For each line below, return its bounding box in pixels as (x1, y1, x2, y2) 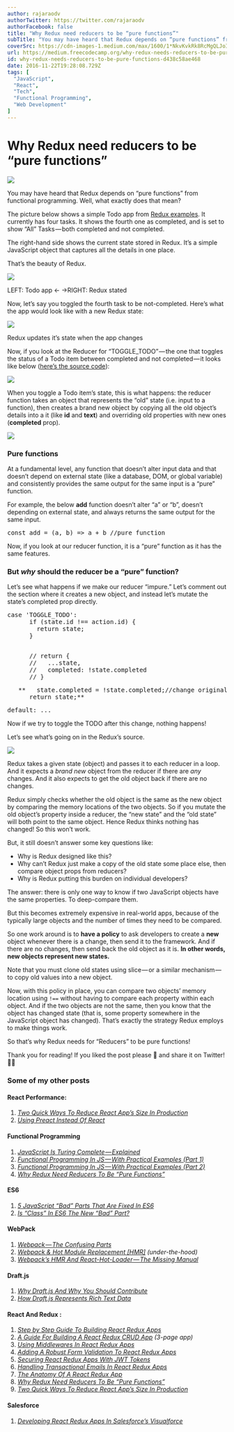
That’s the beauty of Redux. (7, 259, 87, 268)
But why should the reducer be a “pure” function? (7, 567, 180, 577)
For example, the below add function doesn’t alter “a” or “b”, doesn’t (7, 500, 203, 509)
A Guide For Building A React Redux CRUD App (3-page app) (17, 1333, 194, 1342)
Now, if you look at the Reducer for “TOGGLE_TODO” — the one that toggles (7, 347, 224, 355)
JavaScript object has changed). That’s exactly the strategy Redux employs (7, 1016, 224, 1025)
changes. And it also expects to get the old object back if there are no (7, 774, 208, 783)
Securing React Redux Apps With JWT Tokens (17, 1355, 151, 1364)
